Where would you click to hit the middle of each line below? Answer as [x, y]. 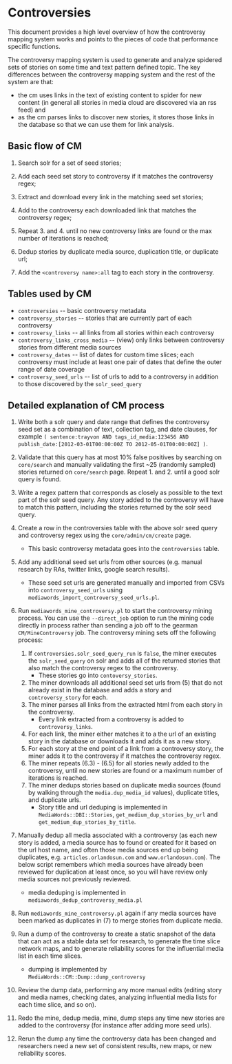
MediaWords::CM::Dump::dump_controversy [87, 977]
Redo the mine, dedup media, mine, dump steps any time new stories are [121, 1018]
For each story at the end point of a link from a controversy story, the [126, 749]
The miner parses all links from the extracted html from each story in [125, 705]
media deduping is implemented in [77, 893]
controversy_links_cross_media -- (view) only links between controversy [121, 340]
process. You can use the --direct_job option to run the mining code [116, 618]
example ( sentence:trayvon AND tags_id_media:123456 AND [103, 436]
